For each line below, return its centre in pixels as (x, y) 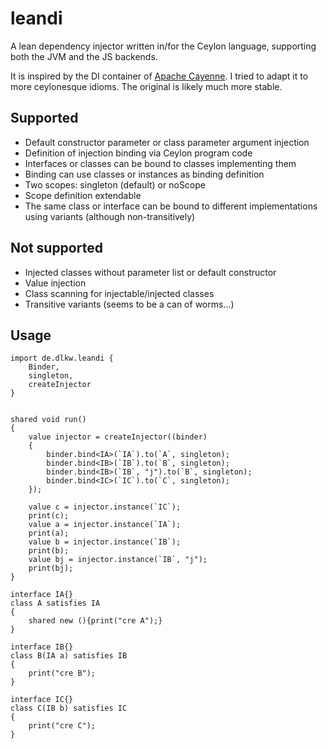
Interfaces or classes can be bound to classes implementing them (160, 163)
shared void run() (48, 420)
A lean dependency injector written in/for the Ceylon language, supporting (163, 46)
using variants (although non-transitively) (110, 216)
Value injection (55, 283)
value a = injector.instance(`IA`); (105, 525)
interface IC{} (42, 700)
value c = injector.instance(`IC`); (105, 507)
